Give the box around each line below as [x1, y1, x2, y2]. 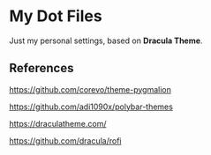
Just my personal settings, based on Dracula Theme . [9, 35, 203, 46]
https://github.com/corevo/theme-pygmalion [9, 84, 172, 94]
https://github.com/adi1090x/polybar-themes [9, 101, 174, 112]
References [9, 61, 74, 76]
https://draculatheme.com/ [9, 118, 107, 129]
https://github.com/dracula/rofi [9, 135, 122, 146]
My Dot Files [9, 6, 103, 26]
